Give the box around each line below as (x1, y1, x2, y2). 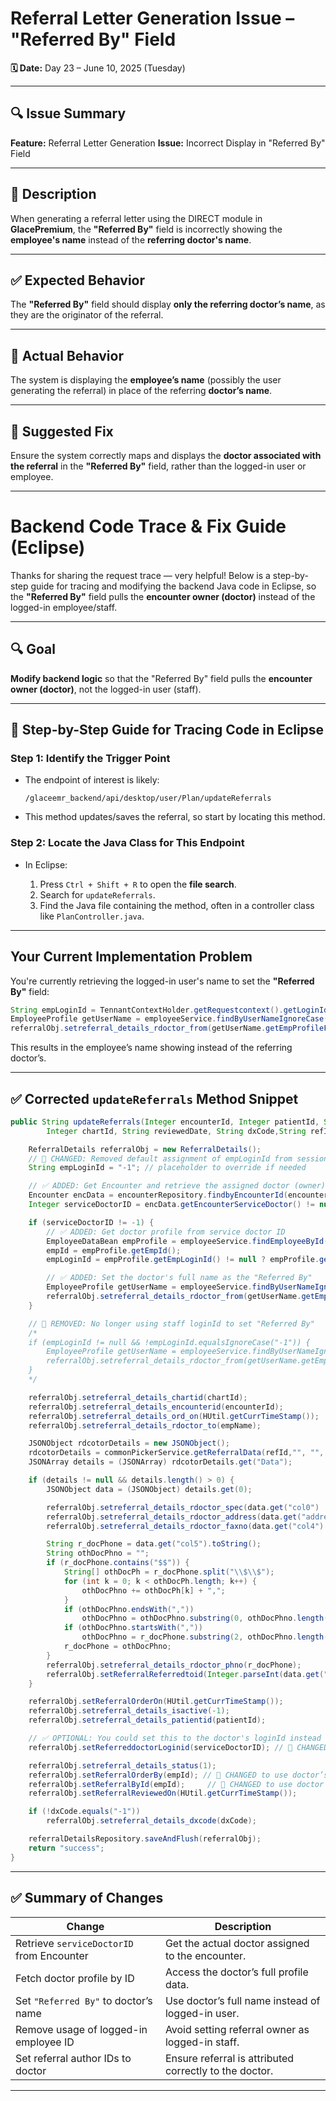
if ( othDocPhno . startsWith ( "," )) (63, 1623, 203, 1633)
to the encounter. (164, 1948, 247, 1962)
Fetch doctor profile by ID (15, 1971, 135, 1985)
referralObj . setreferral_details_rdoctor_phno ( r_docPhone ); (46, 1660, 302, 1670)
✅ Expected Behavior (10, 272, 146, 289)
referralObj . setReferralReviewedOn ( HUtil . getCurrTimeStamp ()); (28, 1788, 298, 1799)
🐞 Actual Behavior (10, 347, 124, 364)
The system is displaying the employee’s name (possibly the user (10, 374, 282, 386)
